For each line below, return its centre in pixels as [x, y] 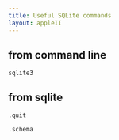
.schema [21, 130]
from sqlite [36, 97]
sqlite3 [21, 73]
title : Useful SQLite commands [60, 15]
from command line [58, 55]
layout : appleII [35, 23]
